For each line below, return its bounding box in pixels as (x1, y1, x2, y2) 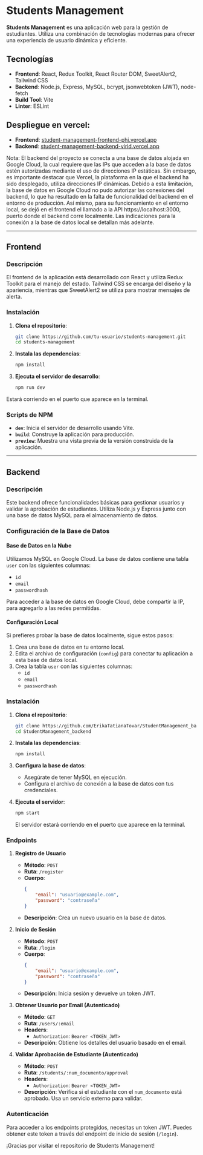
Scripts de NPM (6, 410, 53, 419)
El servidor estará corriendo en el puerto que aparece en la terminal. (14, 821, 185, 829)
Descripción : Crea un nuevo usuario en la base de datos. (24, 914, 167, 921)
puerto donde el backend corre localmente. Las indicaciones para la (6, 212, 176, 219)
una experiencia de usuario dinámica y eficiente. (6, 36, 127, 44)
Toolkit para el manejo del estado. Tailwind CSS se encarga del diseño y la (6, 280, 192, 288)
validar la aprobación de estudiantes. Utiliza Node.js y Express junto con (6, 505, 186, 512)
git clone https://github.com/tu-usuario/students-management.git (14, 334, 186, 340)
